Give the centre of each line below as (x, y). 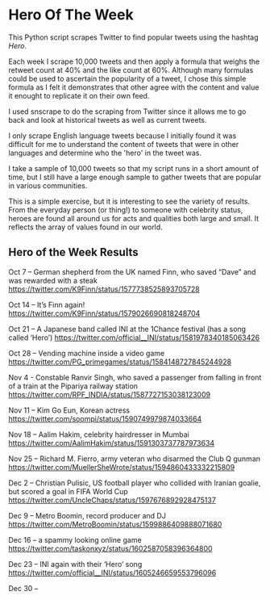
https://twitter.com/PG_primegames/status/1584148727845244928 (120, 362)
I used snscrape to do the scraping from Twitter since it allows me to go (127, 111)
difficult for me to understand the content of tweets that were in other (124, 144)
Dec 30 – (23, 588)
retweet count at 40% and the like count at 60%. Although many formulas (131, 69)
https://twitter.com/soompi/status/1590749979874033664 (105, 418)
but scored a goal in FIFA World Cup (69, 491)
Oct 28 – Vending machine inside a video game (87, 353)
